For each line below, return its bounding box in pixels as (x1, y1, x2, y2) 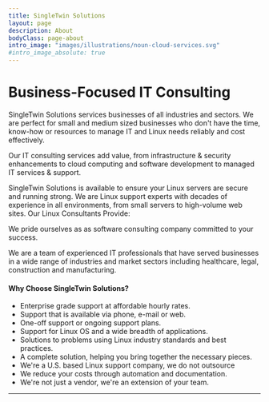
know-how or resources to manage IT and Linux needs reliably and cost (8, 126, 246, 136)
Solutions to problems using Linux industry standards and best (19, 335, 227, 344)
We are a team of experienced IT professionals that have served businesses (8, 248, 259, 257)
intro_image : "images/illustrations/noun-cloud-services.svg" (8, 42, 220, 50)
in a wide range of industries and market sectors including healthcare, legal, (8, 257, 259, 266)
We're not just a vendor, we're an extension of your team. (19, 377, 210, 388)
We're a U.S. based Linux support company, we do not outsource (19, 360, 235, 370)
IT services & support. (8, 167, 82, 177)
